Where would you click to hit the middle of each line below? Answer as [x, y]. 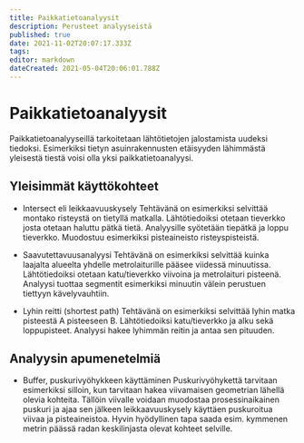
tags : [20, 52]
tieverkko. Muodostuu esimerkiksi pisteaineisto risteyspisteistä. [141, 237]
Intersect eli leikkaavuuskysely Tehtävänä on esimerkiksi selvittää [145, 208]
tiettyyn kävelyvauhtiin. [66, 293]
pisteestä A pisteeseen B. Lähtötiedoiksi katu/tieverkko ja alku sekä [148, 320]
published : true [40, 34]
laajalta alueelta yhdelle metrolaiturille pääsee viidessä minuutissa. [147, 264]
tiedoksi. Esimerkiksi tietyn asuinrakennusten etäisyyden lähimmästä [137, 148]
